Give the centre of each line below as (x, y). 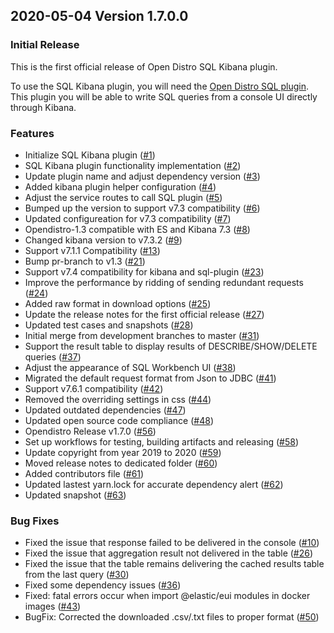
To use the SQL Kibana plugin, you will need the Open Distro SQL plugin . (160, 86)
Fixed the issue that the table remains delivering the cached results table (174, 564)
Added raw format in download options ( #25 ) (118, 303)
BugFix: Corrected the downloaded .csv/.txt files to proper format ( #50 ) (172, 617)
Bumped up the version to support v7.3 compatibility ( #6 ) (142, 208)
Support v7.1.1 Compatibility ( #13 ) (92, 250)
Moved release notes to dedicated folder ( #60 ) (121, 463)
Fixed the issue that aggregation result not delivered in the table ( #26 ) (169, 553)
